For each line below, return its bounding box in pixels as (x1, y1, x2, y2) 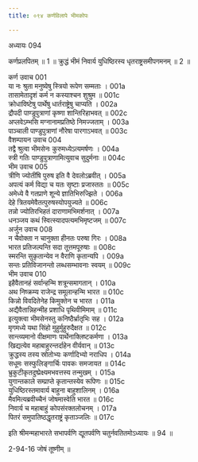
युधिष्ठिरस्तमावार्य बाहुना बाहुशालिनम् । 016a (8, 385, 120, 394)
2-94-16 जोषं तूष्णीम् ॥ (8, 444, 71, 453)
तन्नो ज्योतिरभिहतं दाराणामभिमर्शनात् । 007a (8, 206, 120, 215)
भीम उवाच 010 (8, 269, 47, 278)
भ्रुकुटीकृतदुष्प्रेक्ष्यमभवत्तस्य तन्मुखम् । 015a (8, 367, 115, 377)
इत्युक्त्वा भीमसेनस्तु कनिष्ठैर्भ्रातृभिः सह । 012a (8, 313, 125, 323)
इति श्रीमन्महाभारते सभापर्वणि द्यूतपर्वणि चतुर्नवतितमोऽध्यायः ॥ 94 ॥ (8, 428, 173, 437)
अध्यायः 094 (8, 41, 42, 50)
